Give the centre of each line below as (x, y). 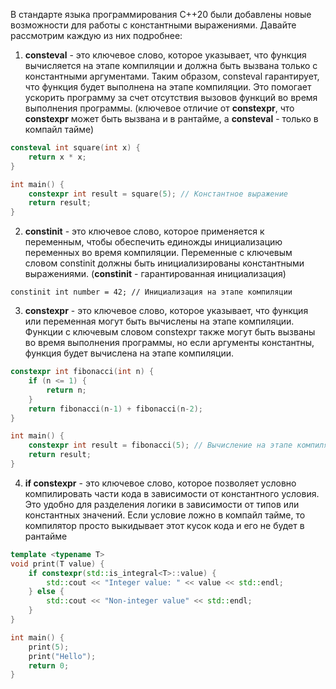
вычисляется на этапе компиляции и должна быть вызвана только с (171, 65)
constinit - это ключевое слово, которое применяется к (144, 231)
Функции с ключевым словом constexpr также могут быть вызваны (170, 332)
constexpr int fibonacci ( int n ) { (82, 372)
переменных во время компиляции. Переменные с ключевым (158, 253)
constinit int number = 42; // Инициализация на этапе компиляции (151, 292)
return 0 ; (49, 665)
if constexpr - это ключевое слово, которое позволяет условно (160, 483)
